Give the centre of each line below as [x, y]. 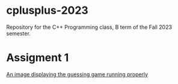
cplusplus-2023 [47, 10]
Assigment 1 [38, 58]
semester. [19, 33]
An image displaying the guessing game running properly [77, 74]
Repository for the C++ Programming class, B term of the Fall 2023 [89, 27]
